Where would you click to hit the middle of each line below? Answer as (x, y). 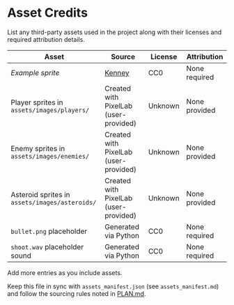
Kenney (117, 72)
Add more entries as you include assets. (65, 272)
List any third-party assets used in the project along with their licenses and (115, 32)
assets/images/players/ (50, 110)
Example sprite (35, 72)
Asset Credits (48, 13)
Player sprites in (37, 102)
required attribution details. (46, 39)
